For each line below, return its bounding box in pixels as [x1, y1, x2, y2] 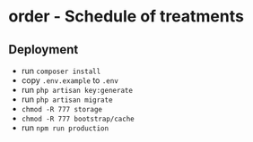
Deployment [8, 42, 79, 57]
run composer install [21, 65, 101, 76]
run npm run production [21, 122, 109, 133]
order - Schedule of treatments [8, 6, 244, 27]
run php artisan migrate [21, 94, 113, 104]
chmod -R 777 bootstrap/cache [21, 114, 135, 123]
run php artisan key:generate [21, 85, 134, 95]
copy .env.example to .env [21, 75, 118, 86]
